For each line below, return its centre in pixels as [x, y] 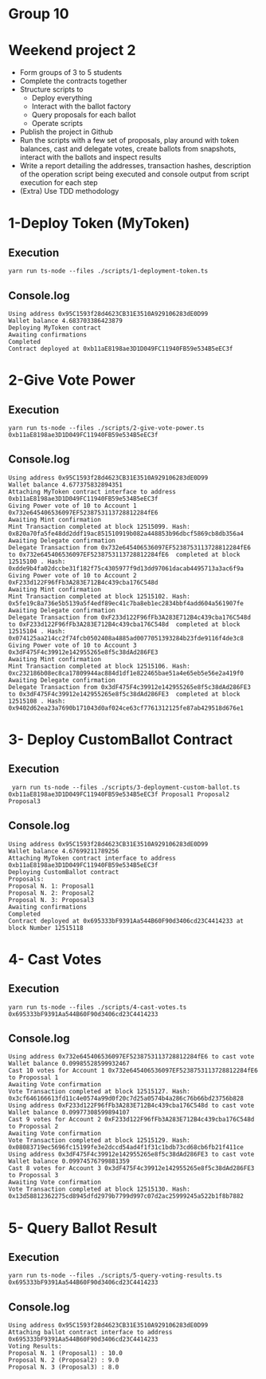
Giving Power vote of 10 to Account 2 [72, 575]
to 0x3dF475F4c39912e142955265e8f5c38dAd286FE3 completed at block [124, 694]
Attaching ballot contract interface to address [90, 1333]
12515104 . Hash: [37, 631]
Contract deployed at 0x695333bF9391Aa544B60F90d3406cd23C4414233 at [126, 921]
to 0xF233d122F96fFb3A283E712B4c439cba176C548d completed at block [124, 624]
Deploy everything [62, 98]
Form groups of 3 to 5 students [70, 73]
